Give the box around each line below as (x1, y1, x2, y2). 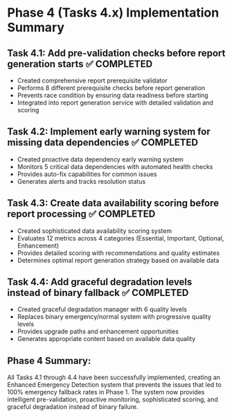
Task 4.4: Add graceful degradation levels (7, 276, 193, 288)
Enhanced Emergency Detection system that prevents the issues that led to (7, 381, 222, 389)
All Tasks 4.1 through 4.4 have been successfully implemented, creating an (7, 373, 220, 382)
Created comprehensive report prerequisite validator (17, 76, 168, 85)
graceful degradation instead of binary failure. (7, 403, 139, 411)
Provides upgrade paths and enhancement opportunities (17, 327, 179, 336)
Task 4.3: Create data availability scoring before (7, 198, 220, 209)
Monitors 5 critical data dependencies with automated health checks (17, 162, 213, 171)
